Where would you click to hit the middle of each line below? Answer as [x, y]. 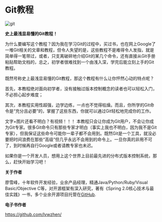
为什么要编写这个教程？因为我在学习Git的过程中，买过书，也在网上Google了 [80, 44]
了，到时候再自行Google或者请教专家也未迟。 [50, 145]
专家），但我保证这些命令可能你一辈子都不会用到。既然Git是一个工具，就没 [79, 133]
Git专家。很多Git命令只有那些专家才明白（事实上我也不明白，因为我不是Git [83, 127]
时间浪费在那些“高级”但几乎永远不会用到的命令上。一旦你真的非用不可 [83, 139]
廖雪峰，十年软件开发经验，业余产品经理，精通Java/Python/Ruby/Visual [76, 182]
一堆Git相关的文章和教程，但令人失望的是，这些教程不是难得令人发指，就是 [80, 50]
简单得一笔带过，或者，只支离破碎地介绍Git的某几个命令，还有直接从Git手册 [80, 56]
